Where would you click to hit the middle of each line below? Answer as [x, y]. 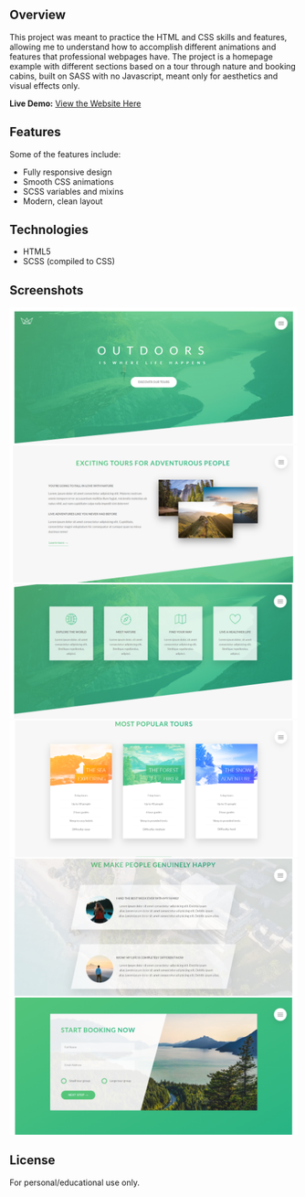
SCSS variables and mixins [73, 191]
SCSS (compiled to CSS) [69, 262]
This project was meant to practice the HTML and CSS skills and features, [148, 37]
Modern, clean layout [63, 201]
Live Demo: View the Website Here [75, 103]
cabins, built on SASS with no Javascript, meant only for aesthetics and [144, 76]
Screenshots [47, 290]
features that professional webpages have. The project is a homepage [142, 56]
